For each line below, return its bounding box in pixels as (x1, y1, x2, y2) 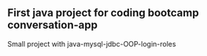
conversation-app (7, 19, 98, 32)
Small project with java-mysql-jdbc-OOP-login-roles (7, 39, 176, 48)
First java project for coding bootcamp (7, 6, 199, 19)
